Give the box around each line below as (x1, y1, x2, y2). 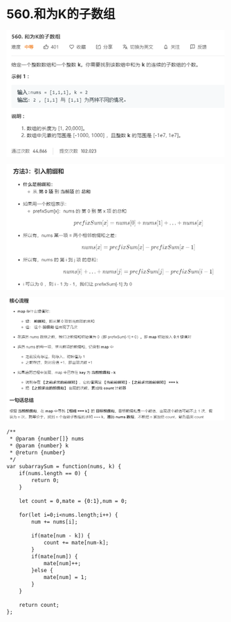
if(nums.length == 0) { (19, 470, 88, 477)
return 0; (31, 477, 59, 483)
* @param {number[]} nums (9, 435, 84, 442)
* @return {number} (9, 449, 66, 456)
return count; (19, 601, 59, 608)
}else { (31, 567, 53, 574)
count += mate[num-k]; (43, 539, 109, 546)
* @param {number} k (9, 442, 69, 449)
